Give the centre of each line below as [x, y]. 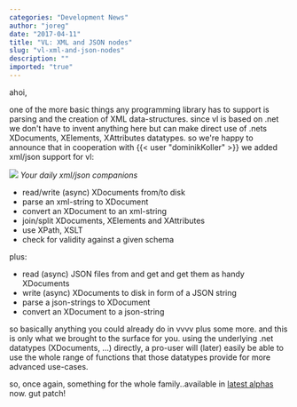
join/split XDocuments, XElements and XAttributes [113, 220]
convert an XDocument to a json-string [93, 311]
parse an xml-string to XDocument [85, 202]
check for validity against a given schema [98, 239]
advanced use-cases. [49, 366]
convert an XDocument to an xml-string [94, 211]
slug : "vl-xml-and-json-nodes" [67, 51]
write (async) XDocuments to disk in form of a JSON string [129, 292]
